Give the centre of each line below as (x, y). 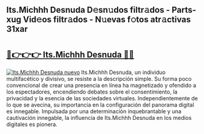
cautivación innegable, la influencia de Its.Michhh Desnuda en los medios (99, 118)
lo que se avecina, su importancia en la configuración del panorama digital (100, 105)
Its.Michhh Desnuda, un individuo (123, 72)
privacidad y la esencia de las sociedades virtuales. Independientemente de (102, 98)
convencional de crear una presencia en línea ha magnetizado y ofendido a (101, 85)
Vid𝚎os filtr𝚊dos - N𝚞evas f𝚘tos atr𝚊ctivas (107, 20)
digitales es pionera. (32, 124)
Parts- (184, 10)
